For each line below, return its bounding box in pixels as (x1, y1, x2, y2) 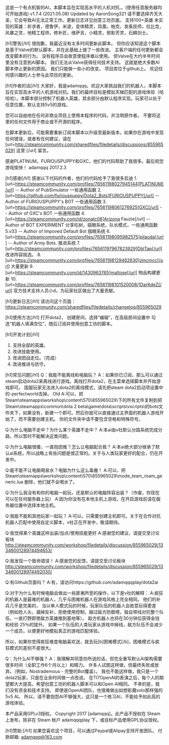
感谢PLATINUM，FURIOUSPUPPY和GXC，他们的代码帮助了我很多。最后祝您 (5, 158, 164, 164)
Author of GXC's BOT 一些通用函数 (8, 210, 80, 216)
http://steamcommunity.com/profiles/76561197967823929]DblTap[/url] (15, 245, 162, 252)
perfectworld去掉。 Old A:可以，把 (12, 391, 83, 396)
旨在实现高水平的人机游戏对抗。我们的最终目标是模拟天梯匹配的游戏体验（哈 (5, 89, 164, 95)
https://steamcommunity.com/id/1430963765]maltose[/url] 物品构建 (15, 270, 156, 275)
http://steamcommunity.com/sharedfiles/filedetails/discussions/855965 (15, 141, 163, 147)
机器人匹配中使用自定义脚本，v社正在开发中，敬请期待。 (5, 519, 122, 525)
